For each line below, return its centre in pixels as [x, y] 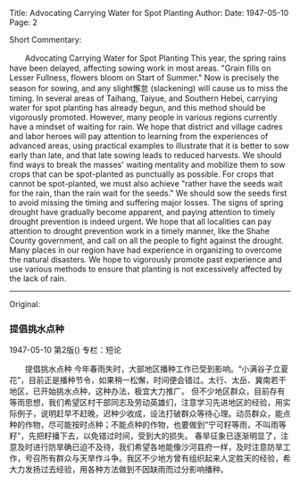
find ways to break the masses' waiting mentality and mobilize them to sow [147, 165]
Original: [25, 304]
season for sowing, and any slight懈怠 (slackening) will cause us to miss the [149, 88]
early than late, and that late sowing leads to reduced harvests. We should [146, 155]
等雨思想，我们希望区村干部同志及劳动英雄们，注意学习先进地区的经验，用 [146, 403]
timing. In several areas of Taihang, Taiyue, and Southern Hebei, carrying [144, 98]
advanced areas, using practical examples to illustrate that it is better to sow [150, 146]
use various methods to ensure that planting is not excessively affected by [146, 269]
